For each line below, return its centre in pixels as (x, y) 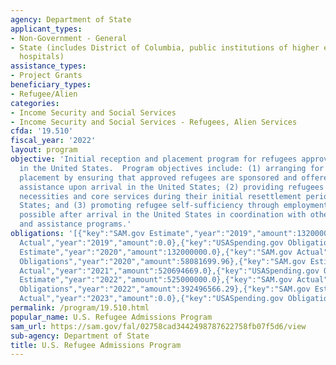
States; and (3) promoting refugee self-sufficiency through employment (174, 206)
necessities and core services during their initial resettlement (160, 196)
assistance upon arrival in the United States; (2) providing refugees (172, 187)
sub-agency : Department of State (80, 336)
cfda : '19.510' (42, 131)
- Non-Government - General (69, 38)
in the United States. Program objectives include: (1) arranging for (172, 168)
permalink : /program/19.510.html (80, 308)
